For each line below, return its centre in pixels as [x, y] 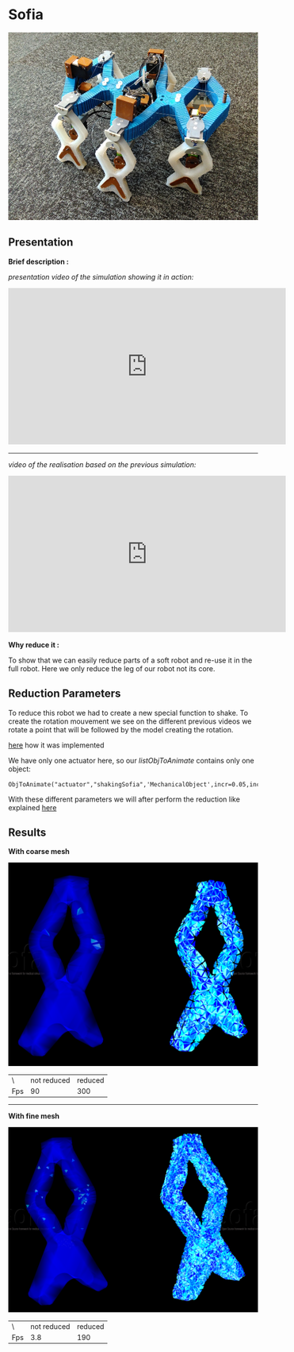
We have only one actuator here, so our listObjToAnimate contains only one [132, 760]
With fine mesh [34, 1116]
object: [20, 769]
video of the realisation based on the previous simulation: [102, 464]
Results [27, 832]
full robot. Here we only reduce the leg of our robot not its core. [112, 668]
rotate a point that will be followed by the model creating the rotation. [121, 729]
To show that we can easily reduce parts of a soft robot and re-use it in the [130, 660]
